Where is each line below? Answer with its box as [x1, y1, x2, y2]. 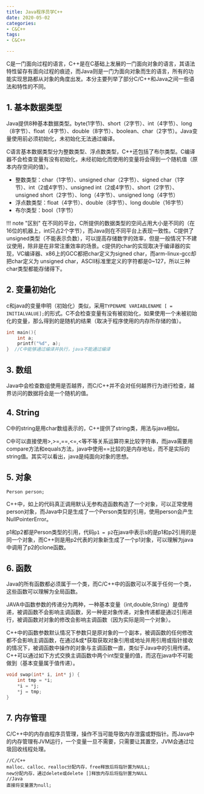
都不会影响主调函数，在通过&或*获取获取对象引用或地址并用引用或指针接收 [6, 637, 194, 644]
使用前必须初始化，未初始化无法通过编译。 [11, 135, 118, 142]
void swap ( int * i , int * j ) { [6, 672, 80, 678]
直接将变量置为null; [6, 782, 52, 789]
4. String [6, 407, 39, 418]
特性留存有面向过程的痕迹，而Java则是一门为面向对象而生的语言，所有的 [6, 68, 189, 75]
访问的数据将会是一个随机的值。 [11, 389, 92, 396]
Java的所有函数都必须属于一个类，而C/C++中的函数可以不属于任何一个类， [6, 580, 195, 588]
